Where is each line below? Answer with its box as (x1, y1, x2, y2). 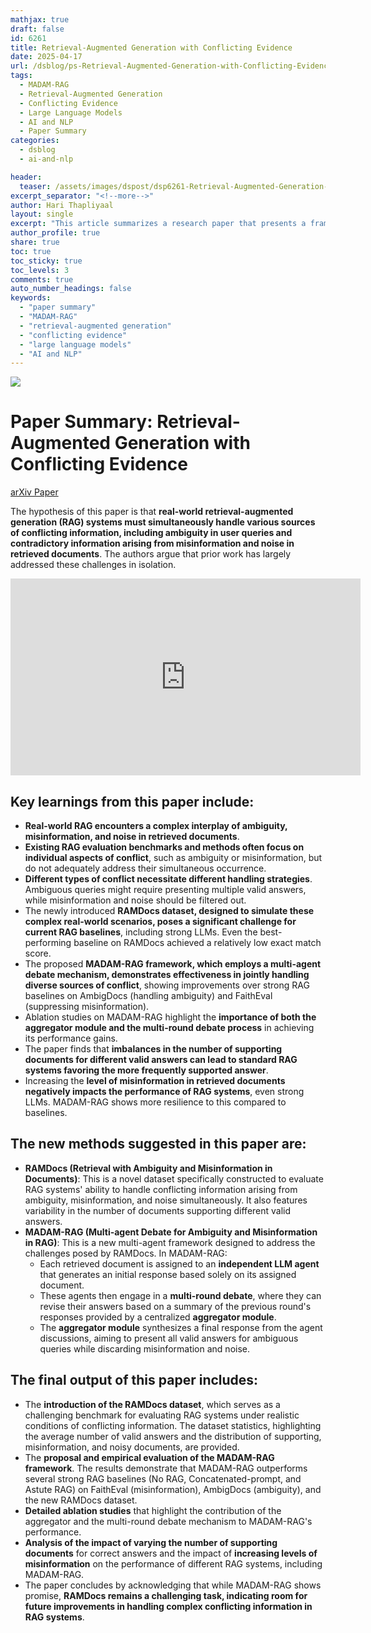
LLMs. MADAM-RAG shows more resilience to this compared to (24, 1096, 287, 1108)
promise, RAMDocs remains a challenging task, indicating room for (24, 1589, 308, 1601)
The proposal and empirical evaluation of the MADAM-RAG (24, 1451, 275, 1463)
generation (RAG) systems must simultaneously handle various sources (10, 516, 316, 528)
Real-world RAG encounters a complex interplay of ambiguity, (24, 820, 288, 831)
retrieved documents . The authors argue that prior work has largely (10, 548, 292, 560)
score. (24, 947, 52, 959)
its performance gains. (24, 1032, 118, 1044)
